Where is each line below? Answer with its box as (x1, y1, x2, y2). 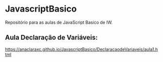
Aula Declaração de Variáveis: (5, 33, 98, 42)
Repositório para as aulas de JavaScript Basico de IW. (5, 19, 113, 25)
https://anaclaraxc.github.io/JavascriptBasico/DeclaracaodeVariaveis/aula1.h (5, 46, 158, 52)
